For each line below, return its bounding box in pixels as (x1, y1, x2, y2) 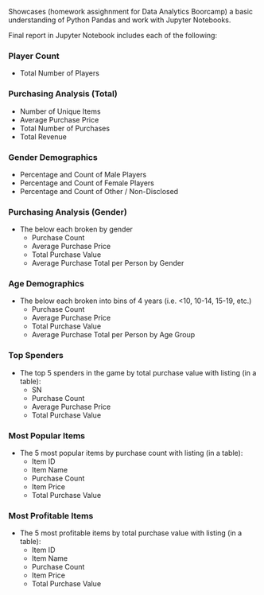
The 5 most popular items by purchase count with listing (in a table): (19, 449, 243, 458)
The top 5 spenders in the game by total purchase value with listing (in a (19, 367, 257, 377)
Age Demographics (8, 278, 85, 290)
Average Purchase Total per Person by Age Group (31, 330, 196, 340)
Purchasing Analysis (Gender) (8, 206, 127, 217)
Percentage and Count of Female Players (19, 178, 155, 188)
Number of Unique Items (19, 107, 101, 116)
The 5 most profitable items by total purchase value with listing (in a (19, 528, 243, 538)
